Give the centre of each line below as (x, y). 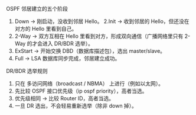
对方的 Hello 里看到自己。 (46, 29)
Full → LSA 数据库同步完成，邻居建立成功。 (67, 58)
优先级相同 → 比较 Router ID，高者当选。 (64, 98)
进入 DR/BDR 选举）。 (68, 44)
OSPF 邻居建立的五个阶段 (37, 9)
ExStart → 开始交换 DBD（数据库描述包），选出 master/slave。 (90, 51)
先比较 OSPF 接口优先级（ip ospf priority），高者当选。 (81, 91)
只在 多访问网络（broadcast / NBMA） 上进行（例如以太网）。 (89, 84)
